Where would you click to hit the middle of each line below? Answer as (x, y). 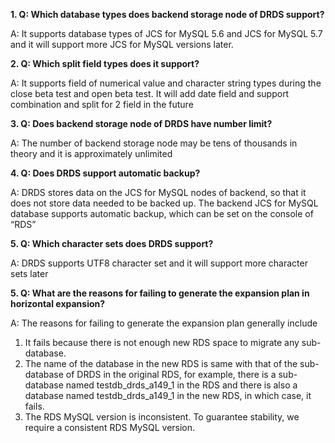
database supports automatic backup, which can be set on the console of (162, 213)
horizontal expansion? (58, 303)
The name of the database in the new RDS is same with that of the (161, 363)
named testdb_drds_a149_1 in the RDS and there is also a (181, 385)
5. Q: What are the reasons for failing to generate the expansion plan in (160, 293)
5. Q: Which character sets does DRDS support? (112, 243)
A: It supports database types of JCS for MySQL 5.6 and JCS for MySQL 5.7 (166, 33)
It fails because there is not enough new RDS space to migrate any (162, 342)
